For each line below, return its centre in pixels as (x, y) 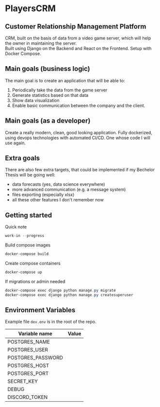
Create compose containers (33, 263)
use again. (15, 143)
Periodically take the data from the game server (60, 90)
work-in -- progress (25, 236)
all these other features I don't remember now (58, 200)
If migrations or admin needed (35, 281)
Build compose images (28, 245)
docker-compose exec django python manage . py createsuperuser (69, 295)
